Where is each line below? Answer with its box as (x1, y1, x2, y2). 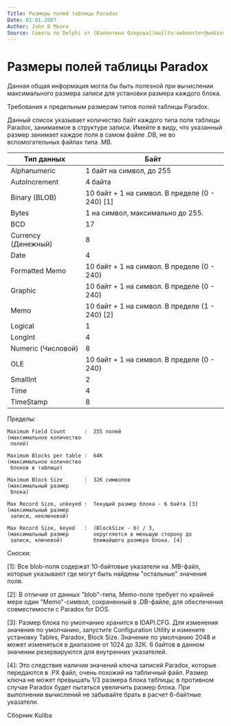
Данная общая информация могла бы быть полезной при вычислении (7, 82, 214, 90)
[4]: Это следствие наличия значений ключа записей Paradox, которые (7, 661, 217, 669)
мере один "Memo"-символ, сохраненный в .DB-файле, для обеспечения (7, 598, 223, 606)
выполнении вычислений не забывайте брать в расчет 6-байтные (7, 691, 201, 699)
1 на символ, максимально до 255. (85, 208, 204, 218)
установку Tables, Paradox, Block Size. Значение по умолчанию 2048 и (7, 633, 216, 642)
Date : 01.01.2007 (7, 17, 57, 23)
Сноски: (7, 549, 31, 558)
